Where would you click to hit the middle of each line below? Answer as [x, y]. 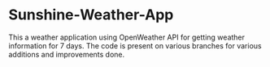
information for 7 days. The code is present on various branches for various [135, 45]
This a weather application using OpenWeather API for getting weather [127, 37]
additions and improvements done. [67, 54]
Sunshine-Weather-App [91, 15]
